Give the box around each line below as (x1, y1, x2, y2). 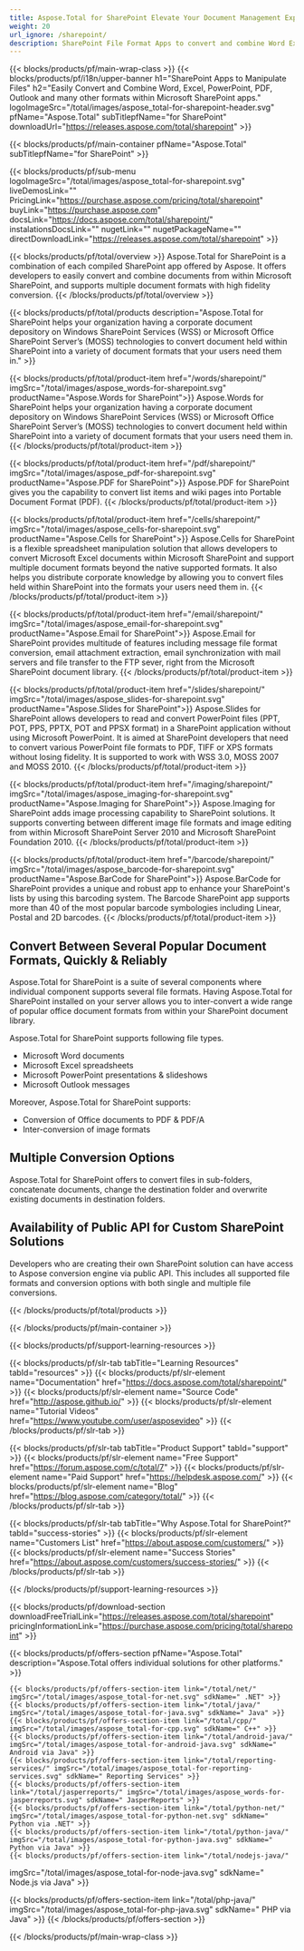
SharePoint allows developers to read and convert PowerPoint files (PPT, (9, 713, 280, 724)
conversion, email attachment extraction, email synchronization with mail (9, 648, 281, 658)
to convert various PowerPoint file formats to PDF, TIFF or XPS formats (9, 742, 273, 753)
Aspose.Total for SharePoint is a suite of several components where (9, 977, 262, 988)
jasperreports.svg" (9, 1795, 83, 1805)
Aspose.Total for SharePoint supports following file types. (9, 1033, 224, 1044)
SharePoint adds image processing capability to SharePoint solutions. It (9, 808, 276, 819)
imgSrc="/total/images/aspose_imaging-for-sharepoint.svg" (9, 788, 233, 799)
